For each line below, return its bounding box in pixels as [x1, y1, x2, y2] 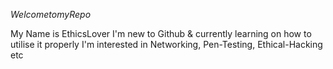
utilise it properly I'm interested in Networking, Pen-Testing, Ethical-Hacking [10, 39, 323, 50]
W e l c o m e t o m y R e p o [10, 9, 92, 20]
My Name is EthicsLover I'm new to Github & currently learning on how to [10, 28, 312, 39]
